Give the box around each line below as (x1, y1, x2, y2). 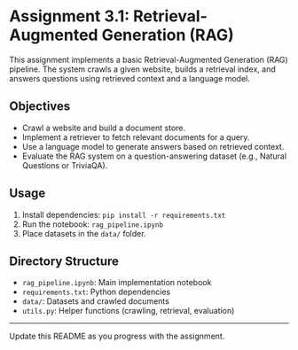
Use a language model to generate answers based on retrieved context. (21, 141, 285, 152)
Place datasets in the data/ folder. (21, 228, 146, 238)
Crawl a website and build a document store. (21, 122, 186, 133)
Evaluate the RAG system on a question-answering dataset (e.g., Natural (21, 151, 286, 161)
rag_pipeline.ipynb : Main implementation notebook (21, 277, 212, 288)
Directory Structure (9, 253, 120, 268)
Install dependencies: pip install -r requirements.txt (21, 209, 226, 220)
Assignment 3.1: (9, 6, 130, 27)
